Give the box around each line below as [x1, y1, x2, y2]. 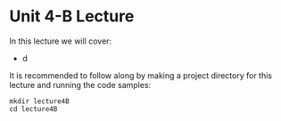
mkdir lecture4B [9, 96, 70, 106]
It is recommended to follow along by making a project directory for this [9, 69, 272, 81]
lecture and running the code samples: [9, 79, 152, 90]
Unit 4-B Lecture [9, 6, 135, 27]
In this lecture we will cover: [9, 36, 112, 46]
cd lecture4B [9, 104, 58, 113]
